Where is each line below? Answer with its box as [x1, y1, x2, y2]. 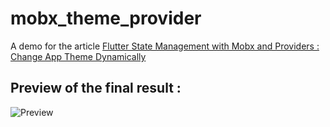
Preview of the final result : [10, 80, 182, 97]
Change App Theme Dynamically [10, 50, 147, 62]
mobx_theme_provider [10, 7, 202, 30]
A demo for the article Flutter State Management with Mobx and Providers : [10, 40, 320, 52]
